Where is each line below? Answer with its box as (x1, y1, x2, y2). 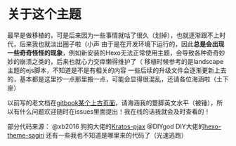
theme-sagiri (7, 131, 44, 139)
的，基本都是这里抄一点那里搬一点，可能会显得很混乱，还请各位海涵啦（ (7, 74, 216, 83)
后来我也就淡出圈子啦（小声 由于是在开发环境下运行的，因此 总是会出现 (19, 39, 225, 48)
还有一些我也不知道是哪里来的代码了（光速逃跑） (45, 131, 188, 139)
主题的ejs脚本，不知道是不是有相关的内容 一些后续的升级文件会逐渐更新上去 (7, 66, 227, 74)
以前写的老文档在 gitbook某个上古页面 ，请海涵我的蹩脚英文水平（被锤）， (7, 98, 217, 107)
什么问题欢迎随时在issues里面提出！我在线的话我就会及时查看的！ (19, 107, 211, 116)
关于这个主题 (7, 6, 82, 22)
